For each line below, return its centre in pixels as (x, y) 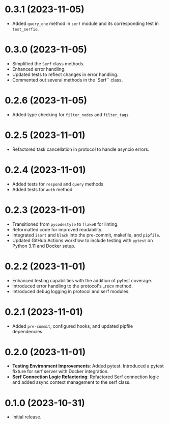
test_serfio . (25, 29)
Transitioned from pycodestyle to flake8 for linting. (65, 224)
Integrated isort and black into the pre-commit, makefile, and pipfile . (86, 235)
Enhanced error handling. (39, 69)
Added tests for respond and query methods (58, 184)
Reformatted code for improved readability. (57, 229)
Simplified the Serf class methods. (48, 63)
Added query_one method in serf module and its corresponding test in (85, 23)
